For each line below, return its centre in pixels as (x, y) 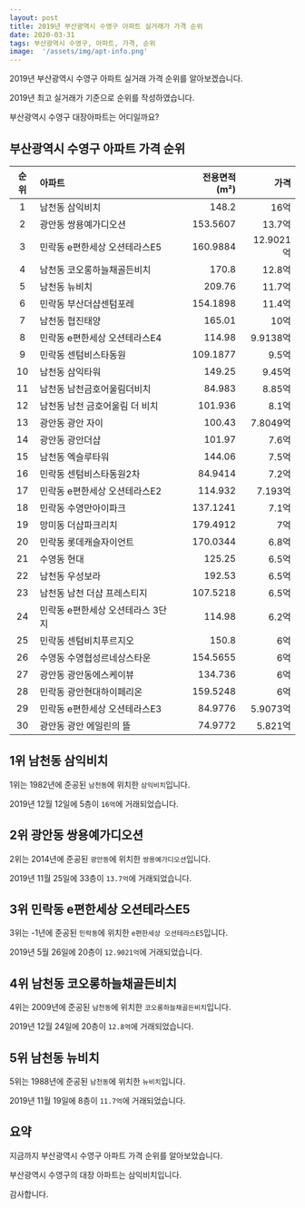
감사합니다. (29, 1193)
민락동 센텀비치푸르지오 (87, 641)
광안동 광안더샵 (70, 439)
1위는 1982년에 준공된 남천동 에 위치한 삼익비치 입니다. (100, 784)
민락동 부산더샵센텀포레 (87, 303)
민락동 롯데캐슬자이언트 (87, 542)
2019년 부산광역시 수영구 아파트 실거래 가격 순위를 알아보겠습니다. (126, 79)
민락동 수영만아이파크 (83, 507)
